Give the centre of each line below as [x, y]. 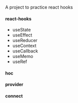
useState [21, 30]
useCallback [25, 51]
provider [14, 84]
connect [14, 96]
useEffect [22, 35]
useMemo [23, 56]
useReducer [25, 40]
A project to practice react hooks [39, 7]
